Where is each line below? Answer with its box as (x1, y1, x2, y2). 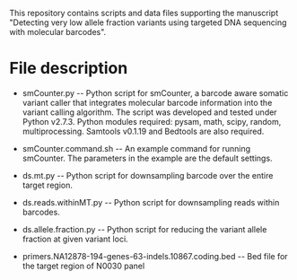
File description (9, 58, 128, 79)
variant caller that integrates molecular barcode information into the (22, 97, 273, 108)
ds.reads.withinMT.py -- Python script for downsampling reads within (22, 197, 280, 207)
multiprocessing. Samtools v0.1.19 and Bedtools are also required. (22, 126, 265, 136)
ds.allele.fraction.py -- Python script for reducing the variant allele (22, 223, 267, 234)
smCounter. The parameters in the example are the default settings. (22, 153, 273, 163)
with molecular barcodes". (9, 27, 107, 37)
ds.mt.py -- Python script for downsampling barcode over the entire (22, 170, 274, 180)
